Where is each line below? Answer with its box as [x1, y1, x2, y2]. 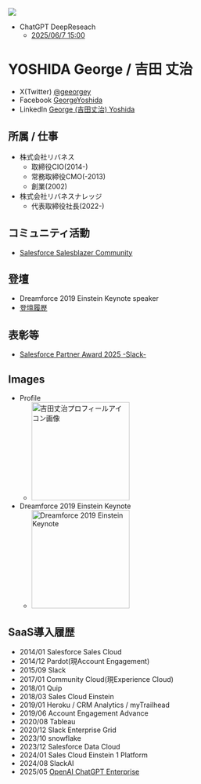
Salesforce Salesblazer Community [19, 247, 133, 257]
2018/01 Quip [19, 683, 63, 693]
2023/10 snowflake [19, 733, 82, 742]
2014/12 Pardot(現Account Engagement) [19, 656, 150, 665]
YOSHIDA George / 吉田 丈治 [8, 60, 193, 79]
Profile [19, 394, 41, 402]
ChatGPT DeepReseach [19, 22, 96, 31]
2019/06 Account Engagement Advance [19, 708, 149, 718]
